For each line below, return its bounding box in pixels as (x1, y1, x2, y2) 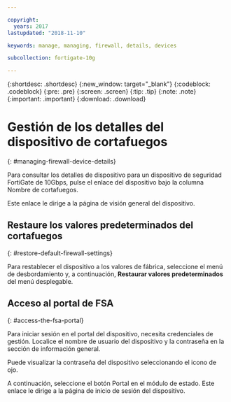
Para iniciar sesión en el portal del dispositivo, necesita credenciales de (7, 329, 213, 338)
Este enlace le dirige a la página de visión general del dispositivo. (7, 199, 195, 208)
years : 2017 (13, 22, 49, 30)
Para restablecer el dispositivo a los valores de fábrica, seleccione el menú (7, 262, 223, 271)
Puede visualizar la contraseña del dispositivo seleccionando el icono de (7, 358, 217, 366)
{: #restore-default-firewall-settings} (7, 249, 113, 257)
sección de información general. (7, 344, 101, 353)
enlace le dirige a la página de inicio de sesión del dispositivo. (7, 386, 185, 395)
